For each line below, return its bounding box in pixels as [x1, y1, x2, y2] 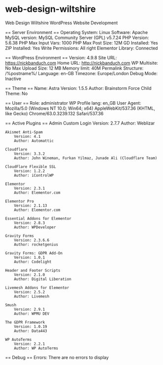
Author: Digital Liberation [14, 277, 71, 282]
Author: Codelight [14, 259, 52, 264]
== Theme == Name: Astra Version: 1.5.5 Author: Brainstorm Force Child [5, 85, 152, 91]
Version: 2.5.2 [14, 289, 45, 294]
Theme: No [5, 90, 28, 96]
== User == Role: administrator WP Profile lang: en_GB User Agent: [5, 100, 141, 106]
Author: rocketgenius [14, 242, 58, 247]
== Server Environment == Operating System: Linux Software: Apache [5, 29, 148, 35]
